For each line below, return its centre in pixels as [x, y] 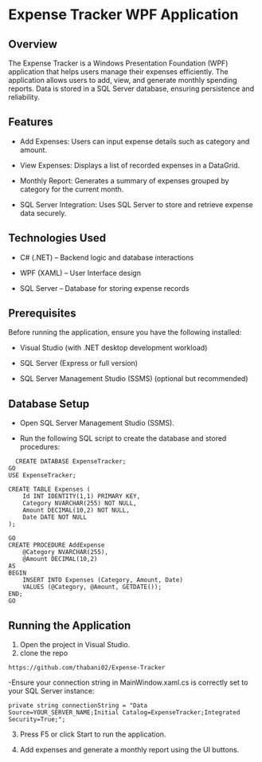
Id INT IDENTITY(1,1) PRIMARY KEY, [82, 497]
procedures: [40, 447]
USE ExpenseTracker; [43, 476]
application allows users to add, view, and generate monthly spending [123, 80]
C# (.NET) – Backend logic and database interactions [107, 257]
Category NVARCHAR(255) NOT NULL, [80, 504]
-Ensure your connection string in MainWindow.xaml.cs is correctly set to [128, 682]
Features [31, 122]
